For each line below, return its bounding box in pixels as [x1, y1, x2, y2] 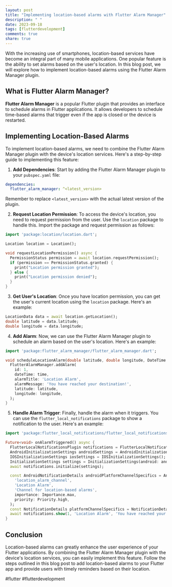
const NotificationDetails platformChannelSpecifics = [10, 506, 130, 512]
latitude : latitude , [14, 386, 58, 391]
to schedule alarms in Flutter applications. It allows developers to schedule [5, 106, 163, 112]
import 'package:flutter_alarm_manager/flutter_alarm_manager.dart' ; [5, 348, 157, 353]
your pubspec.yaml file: [12, 172, 60, 178]
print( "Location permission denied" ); [14, 274, 97, 280]
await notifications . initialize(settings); [10, 464, 104, 469]
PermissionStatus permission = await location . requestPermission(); [10, 255, 159, 260]
